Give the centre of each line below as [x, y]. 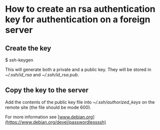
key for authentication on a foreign [78, 19]
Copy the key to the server [47, 90]
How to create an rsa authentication [80, 9]
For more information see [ [32, 117]
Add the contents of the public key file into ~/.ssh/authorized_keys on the [80, 102]
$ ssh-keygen [19, 60]
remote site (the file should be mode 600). [48, 107]
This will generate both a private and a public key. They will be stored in [78, 69]
